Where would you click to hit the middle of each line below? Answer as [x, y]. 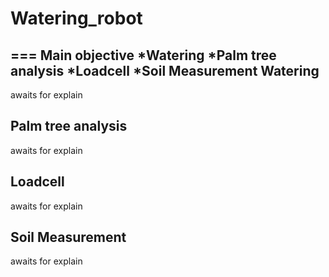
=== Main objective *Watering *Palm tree [143, 55]
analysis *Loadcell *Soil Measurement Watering [165, 70]
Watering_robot [76, 18]
